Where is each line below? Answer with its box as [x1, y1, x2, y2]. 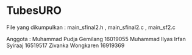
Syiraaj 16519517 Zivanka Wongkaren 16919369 [6, 42, 125, 49]
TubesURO [6, 4, 62, 18]
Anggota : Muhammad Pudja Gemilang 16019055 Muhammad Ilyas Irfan [6, 35, 186, 42]
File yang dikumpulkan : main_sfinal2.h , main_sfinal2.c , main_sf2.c [6, 24, 176, 31]
